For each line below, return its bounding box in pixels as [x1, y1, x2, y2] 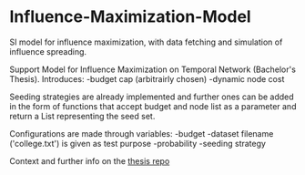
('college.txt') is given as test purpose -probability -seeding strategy [9, 138, 267, 149]
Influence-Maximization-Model [9, 6, 252, 27]
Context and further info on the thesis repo [9, 155, 170, 166]
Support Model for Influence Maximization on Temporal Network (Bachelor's [9, 64, 296, 75]
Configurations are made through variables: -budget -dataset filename [9, 128, 274, 139]
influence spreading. [9, 46, 87, 57]
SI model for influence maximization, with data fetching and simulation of [9, 36, 283, 47]
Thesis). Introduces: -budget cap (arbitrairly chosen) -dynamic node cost [9, 73, 285, 84]
